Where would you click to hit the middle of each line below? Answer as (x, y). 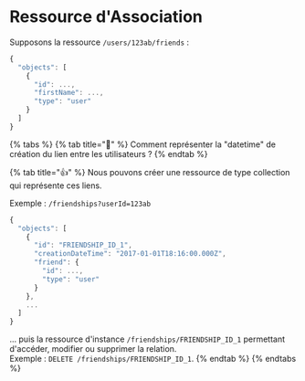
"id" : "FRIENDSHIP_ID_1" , (83, 245)
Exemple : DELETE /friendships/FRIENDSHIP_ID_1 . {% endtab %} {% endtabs (153, 359)
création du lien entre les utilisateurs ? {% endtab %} (109, 153)
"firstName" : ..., (68, 93)
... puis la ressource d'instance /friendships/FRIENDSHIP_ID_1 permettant (147, 339)
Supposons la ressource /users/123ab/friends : (100, 42)
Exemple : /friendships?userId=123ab (80, 203)
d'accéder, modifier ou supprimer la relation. (93, 349)
